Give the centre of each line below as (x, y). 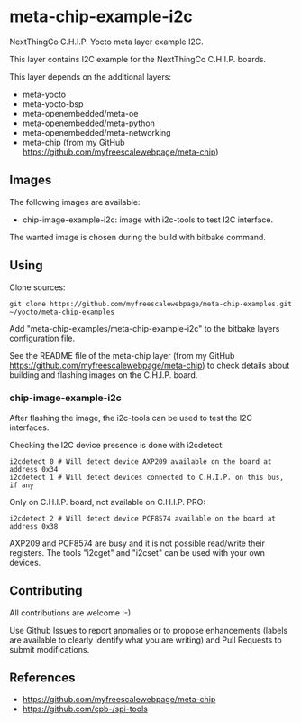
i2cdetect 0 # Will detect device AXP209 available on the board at (141, 461)
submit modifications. (50, 649)
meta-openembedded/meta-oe (80, 113)
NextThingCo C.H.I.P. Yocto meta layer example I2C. (107, 42)
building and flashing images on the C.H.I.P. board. (104, 375)
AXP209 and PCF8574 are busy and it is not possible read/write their (137, 543)
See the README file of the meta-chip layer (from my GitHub (122, 355)
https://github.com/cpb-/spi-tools (85, 709)
